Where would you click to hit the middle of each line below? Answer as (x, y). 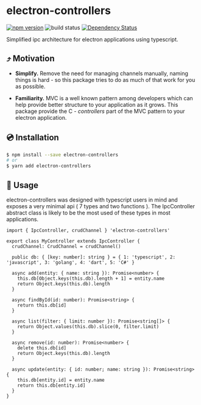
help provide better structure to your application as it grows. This (97, 104)
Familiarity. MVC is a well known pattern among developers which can (104, 98)
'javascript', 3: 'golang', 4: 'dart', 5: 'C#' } (71, 263)
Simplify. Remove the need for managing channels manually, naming (102, 73)
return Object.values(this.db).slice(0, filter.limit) (88, 327)
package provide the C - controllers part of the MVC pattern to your (100, 111)
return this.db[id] (42, 305)
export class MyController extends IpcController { (73, 241)
